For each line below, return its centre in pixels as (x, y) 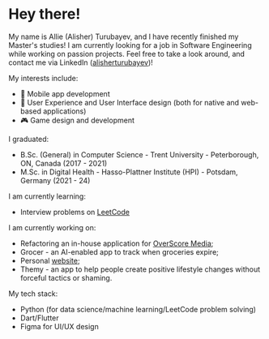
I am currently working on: (52, 227)
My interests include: (43, 78)
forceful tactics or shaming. (66, 277)
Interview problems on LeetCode (75, 212)
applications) (65, 111)
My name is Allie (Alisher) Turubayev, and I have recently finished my (124, 36)
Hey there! (45, 14)
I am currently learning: (47, 196)
